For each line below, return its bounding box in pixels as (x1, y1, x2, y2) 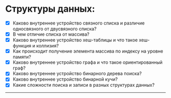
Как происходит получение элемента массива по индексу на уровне (12, 48, 163, 54)
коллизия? (36, 43, 59, 49)
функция (12, 43, 32, 49)
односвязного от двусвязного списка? (12, 26, 97, 32)
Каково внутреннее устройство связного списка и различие (12, 20, 145, 26)
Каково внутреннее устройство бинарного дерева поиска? (12, 70, 142, 77)
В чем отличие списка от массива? (12, 31, 90, 37)
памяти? (12, 54, 32, 60)
